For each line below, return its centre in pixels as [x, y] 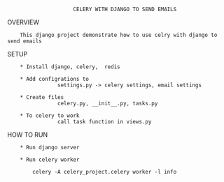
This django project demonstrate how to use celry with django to [119, 35]
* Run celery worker [50, 160]
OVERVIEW [23, 22]
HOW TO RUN [28, 135]
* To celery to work [50, 116]
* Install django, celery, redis [70, 67]
